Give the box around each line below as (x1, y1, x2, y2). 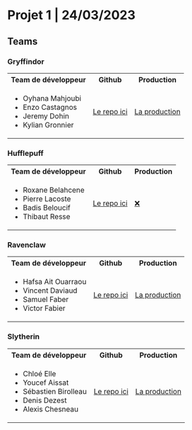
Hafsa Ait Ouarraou (23, 277, 87, 287)
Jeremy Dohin (23, 111, 69, 120)
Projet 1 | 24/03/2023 (7, 7, 136, 23)
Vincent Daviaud (23, 285, 78, 295)
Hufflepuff (7, 148, 44, 158)
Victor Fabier (23, 303, 66, 313)
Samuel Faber (23, 295, 69, 305)
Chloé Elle (23, 368, 56, 378)
